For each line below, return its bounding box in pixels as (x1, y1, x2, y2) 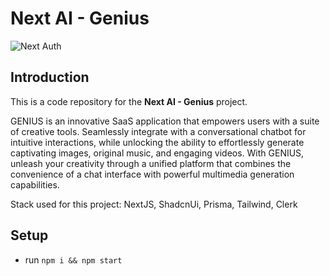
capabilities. (10, 178, 60, 191)
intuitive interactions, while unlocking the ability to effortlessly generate (10, 136, 305, 148)
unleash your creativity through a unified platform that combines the (10, 157, 292, 169)
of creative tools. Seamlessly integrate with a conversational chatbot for (10, 125, 307, 137)
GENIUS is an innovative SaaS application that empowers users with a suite (10, 115, 320, 127)
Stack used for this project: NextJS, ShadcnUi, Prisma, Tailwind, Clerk (10, 198, 298, 210)
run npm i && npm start (24, 253, 123, 266)
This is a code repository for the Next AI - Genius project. (10, 95, 248, 107)
